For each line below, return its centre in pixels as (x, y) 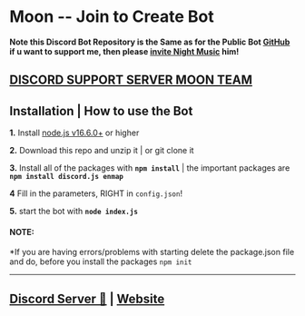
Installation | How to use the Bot (101, 111)
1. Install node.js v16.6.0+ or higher (74, 133)
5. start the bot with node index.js (74, 212)
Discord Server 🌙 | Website (87, 298)
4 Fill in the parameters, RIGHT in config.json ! (96, 193)
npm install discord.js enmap (67, 177)
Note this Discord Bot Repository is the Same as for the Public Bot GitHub (150, 42)
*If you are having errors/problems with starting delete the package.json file (152, 252)
